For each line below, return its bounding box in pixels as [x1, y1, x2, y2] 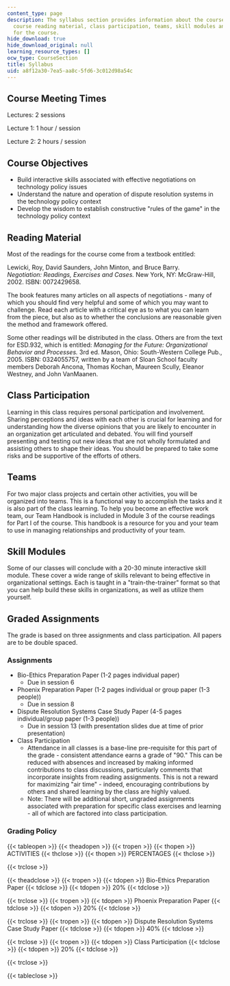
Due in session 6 [27, 678, 75, 687]
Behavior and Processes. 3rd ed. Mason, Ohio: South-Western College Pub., [7, 347, 222, 356]
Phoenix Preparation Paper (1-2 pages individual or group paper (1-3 [16, 686, 210, 694]
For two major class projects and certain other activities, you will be [7, 489, 198, 497]
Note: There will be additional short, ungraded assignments [27, 795, 195, 803]
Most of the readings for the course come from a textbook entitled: [7, 249, 196, 258]
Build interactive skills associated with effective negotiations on [16, 175, 196, 184]
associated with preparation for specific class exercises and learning [27, 802, 221, 811]
